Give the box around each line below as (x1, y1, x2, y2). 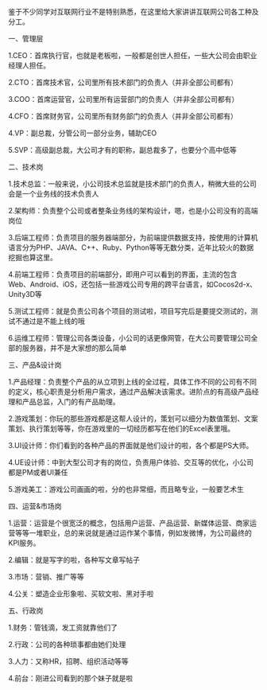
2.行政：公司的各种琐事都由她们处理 (8, 640, 126, 649)
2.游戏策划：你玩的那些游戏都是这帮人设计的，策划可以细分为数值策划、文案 (8, 414, 258, 423)
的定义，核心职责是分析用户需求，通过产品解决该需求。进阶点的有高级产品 (8, 387, 252, 396)
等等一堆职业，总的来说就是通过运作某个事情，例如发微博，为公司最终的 (14, 528, 252, 537)
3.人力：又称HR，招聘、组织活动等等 (8, 657, 129, 666)
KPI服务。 (8, 538, 41, 548)
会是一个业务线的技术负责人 (8, 189, 99, 198)
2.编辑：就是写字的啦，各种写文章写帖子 (8, 556, 141, 564)
